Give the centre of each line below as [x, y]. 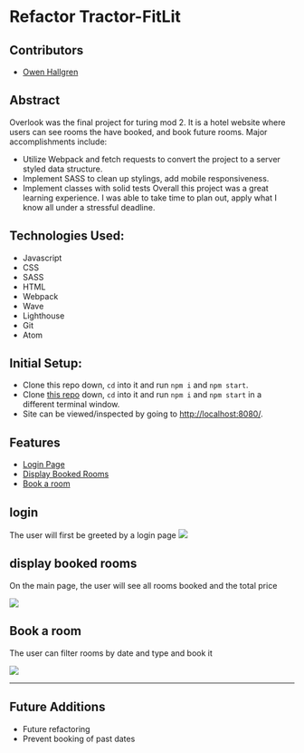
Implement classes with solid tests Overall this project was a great [145, 188]
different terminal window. [71, 405]
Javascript [42, 258]
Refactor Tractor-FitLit [95, 17]
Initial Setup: [46, 363]
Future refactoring [56, 729]
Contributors [47, 50]
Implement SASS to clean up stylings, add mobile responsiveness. [146, 178]
